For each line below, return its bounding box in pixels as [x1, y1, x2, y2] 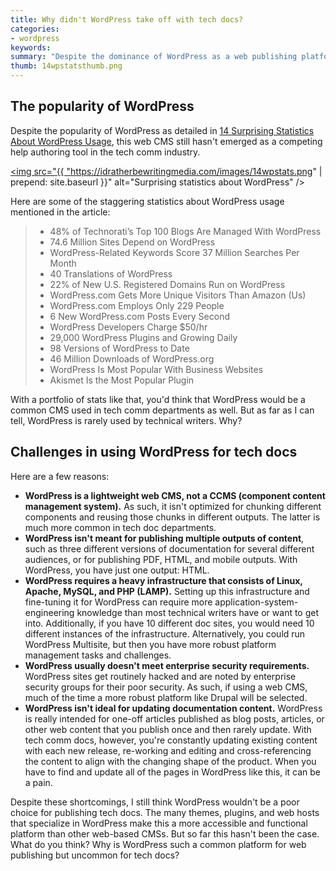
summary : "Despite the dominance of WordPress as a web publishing [10, 52, 298, 62]
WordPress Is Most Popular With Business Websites [49, 363, 264, 375]
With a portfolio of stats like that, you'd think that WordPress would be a [10, 393, 306, 405]
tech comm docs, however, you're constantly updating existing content [24, 734, 318, 746]
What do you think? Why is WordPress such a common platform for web [10, 838, 307, 850]
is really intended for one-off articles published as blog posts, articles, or [24, 712, 325, 725]
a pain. [24, 776, 53, 788]
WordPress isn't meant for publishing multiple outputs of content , [24, 532, 305, 544]
